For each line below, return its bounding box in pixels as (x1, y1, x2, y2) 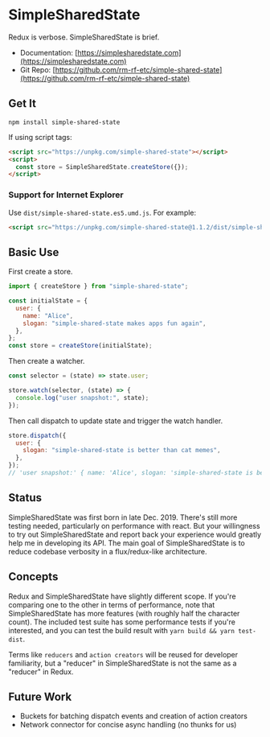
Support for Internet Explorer (8, 189, 124, 200)
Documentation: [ (19, 47, 78, 57)
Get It (8, 97, 36, 110)
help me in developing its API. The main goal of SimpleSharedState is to (8, 537, 245, 548)
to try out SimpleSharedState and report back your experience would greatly (8, 529, 262, 539)
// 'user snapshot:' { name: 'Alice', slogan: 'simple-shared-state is (8, 469, 253, 477)
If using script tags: (8, 132, 72, 142)
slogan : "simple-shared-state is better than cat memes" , (22, 447, 221, 455)
